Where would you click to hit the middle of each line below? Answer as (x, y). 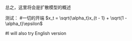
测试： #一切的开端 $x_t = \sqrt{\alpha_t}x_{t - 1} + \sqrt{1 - (66, 18)
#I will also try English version (36, 33)
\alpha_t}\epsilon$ (24, 23)
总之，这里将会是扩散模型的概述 (38, 7)
